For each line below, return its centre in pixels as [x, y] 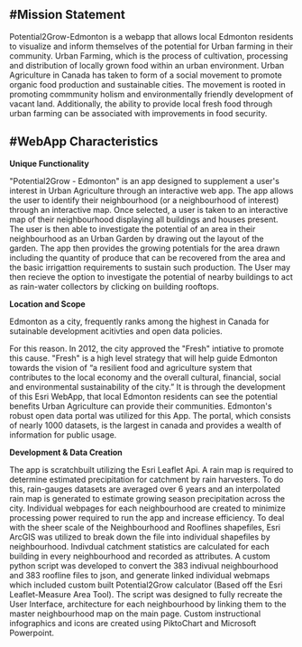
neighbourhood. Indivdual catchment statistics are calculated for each [139, 546]
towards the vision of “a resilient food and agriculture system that [131, 367]
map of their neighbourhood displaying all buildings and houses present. [144, 219]
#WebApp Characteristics [84, 142]
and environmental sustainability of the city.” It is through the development [147, 386]
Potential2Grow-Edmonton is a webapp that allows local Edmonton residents [151, 36]
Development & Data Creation [66, 452]
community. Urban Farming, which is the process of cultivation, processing [149, 55]
